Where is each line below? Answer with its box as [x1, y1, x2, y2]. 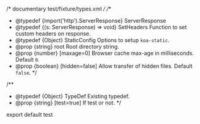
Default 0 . [15, 56, 40, 63]
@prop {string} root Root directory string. [15, 43, 119, 50]
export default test [6, 111, 53, 118]
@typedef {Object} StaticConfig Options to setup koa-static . [15, 37, 169, 43]
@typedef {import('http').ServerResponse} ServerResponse [15, 17, 166, 24]
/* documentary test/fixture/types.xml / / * [6, 5, 112, 12]
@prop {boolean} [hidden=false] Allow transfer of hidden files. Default [15, 62, 193, 70]
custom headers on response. [15, 30, 91, 37]
